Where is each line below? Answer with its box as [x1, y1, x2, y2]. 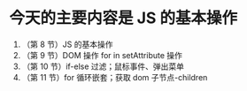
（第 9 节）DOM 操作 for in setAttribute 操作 [21, 49, 183, 60]
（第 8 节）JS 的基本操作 [21, 39, 113, 49]
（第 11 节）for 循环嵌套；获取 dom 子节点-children [21, 72, 208, 82]
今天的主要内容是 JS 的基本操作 [9, 8, 237, 28]
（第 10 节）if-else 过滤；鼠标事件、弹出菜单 [21, 61, 184, 72]
